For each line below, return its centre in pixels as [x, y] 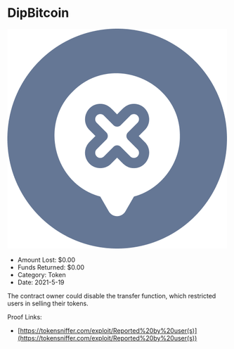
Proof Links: [25, 317]
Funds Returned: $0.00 [51, 267]
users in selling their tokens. [48, 303]
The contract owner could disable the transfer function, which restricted [112, 296]
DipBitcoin [38, 13]
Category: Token [41, 274]
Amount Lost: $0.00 [46, 260]
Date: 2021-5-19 [41, 282]
